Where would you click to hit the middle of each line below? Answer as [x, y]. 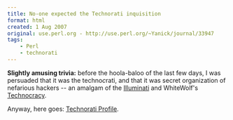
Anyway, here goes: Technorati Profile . [63, 109]
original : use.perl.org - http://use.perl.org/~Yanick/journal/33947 [111, 33]
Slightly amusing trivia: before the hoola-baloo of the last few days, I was [114, 73]
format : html [26, 20]
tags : [15, 40]
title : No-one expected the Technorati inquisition [84, 14]
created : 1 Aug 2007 [37, 27]
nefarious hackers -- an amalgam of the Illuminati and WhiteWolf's [103, 88]
